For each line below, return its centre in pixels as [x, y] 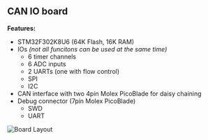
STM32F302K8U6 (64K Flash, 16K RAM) [76, 42]
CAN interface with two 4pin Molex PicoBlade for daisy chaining [109, 93]
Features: [22, 28]
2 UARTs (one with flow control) [74, 71]
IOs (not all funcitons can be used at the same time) [92, 49]
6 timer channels [52, 56]
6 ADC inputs [47, 64]
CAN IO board [38, 11]
